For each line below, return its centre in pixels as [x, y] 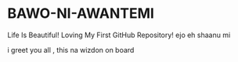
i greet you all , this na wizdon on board [71, 50]
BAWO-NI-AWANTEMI [81, 14]
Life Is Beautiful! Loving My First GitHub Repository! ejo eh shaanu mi [119, 35]
